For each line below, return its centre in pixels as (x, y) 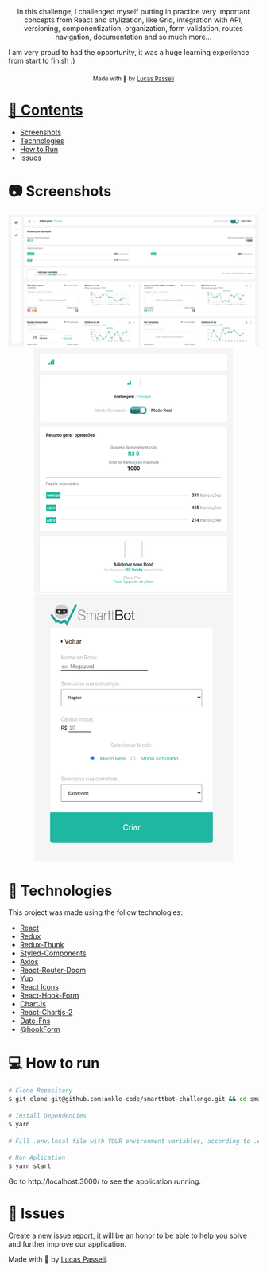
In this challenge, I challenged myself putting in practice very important (133, 12)
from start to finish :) (42, 60)
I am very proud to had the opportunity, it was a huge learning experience (129, 52)
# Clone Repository (41, 1091)
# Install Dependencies (48, 1116)
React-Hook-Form (49, 996)
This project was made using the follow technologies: (95, 912)
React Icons (39, 987)
